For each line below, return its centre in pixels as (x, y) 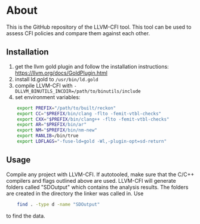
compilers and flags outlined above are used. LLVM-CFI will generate (91, 180)
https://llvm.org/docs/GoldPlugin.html (61, 73)
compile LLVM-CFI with (44, 85)
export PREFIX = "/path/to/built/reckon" (67, 108)
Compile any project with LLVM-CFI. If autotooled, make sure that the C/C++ (100, 174)
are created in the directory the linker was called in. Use (75, 193)
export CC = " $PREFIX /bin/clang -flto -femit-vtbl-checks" (89, 113)
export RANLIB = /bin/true (48, 136)
